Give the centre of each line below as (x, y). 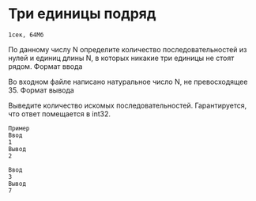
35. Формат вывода (41, 90)
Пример (19, 128)
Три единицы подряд (82, 14)
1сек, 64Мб (26, 35)
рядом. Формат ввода (45, 66)
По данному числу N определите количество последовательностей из (128, 49)
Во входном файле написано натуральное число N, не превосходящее (128, 82)
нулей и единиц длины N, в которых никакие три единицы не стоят (121, 58)
